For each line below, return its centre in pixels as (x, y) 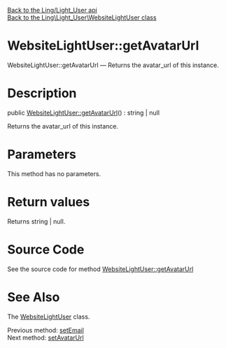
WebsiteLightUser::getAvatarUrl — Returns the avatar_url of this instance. (113, 65)
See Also (34, 297)
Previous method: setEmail (45, 330)
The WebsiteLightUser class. (49, 317)
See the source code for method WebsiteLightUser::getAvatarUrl (100, 269)
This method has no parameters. (54, 173)
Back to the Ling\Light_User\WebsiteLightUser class (82, 17)
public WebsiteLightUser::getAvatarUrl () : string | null (83, 113)
